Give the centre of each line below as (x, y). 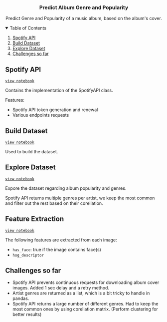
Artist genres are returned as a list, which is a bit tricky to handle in (81, 293)
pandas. (21, 298)
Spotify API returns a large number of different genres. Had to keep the (85, 304)
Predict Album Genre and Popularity (84, 8)
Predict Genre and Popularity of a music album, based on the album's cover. (84, 19)
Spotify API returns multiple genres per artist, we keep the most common (80, 198)
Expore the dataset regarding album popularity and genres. (66, 188)
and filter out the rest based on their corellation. (54, 203)
